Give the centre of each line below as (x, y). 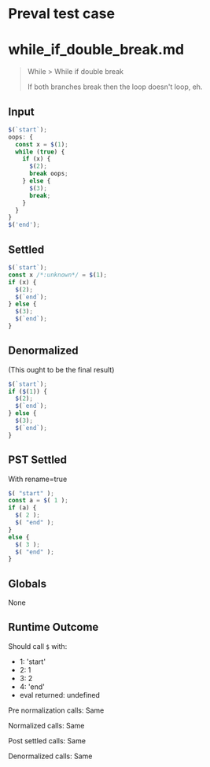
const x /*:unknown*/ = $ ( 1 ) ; (58, 275)
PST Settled (38, 460)
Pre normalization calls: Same (56, 710)
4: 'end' (32, 687)
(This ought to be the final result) (61, 369)
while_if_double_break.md (96, 50)
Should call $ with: (38, 646)
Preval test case (62, 14)
